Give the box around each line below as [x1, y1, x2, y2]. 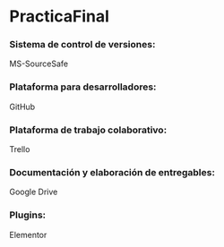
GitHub [9, 101, 36, 112]
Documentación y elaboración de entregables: [9, 166, 215, 178]
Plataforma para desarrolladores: [9, 81, 157, 93]
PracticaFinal [9, 6, 110, 27]
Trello [9, 144, 30, 155]
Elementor [9, 229, 47, 240]
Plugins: [9, 209, 47, 221]
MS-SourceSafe [9, 58, 69, 69]
